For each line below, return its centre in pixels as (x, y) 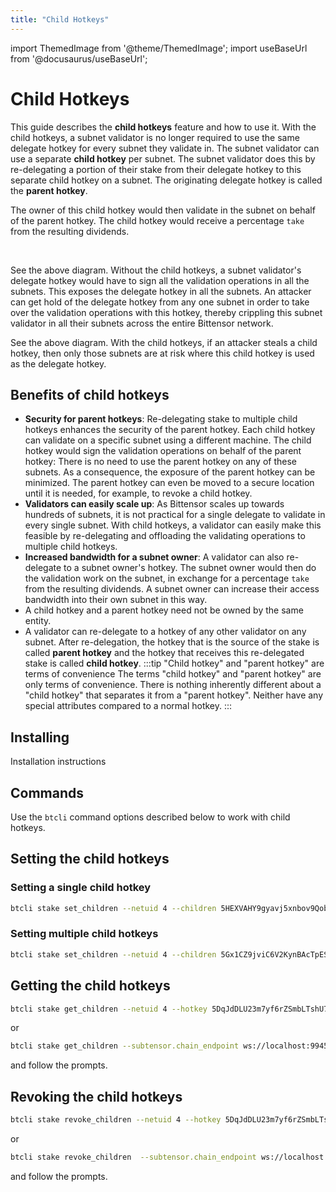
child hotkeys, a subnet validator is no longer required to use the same (155, 137)
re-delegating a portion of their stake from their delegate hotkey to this (156, 169)
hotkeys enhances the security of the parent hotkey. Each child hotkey (170, 430)
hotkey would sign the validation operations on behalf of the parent (163, 451)
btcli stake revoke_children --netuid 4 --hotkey (116, 1120)
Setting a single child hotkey (81, 888)
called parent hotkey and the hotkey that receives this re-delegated (164, 653)
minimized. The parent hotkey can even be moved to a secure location (169, 483)
